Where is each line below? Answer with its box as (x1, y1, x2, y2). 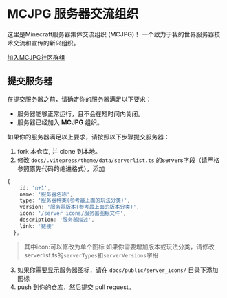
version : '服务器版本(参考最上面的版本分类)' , (19, 204, 140, 211)
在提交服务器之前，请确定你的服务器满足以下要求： (7, 95, 152, 103)
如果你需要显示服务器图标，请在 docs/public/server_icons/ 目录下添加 (17, 266, 219, 274)
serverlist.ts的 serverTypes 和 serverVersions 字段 (23, 251, 159, 259)
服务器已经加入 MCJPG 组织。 (17, 118, 103, 126)
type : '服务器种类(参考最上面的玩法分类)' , (19, 197, 131, 204)
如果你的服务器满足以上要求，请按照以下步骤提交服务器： (7, 133, 170, 141)
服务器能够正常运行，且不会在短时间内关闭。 (17, 109, 144, 117)
